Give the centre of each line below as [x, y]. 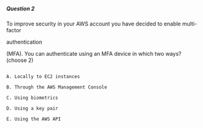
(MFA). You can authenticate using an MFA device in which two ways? [94, 53]
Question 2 [20, 8]
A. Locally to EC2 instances [43, 76]
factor [14, 30]
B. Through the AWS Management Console [57, 87]
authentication [24, 42]
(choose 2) [20, 60]
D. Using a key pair [33, 108]
